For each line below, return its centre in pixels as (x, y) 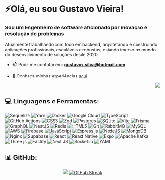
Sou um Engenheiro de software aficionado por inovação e (76, 28)
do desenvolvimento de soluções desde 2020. (52, 55)
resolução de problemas (35, 34)
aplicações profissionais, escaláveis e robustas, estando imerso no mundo (81, 50)
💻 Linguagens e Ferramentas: (52, 101)
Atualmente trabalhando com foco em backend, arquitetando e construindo (81, 45)
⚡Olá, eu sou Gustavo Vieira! (65, 9)
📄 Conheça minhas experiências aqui (50, 76)
